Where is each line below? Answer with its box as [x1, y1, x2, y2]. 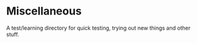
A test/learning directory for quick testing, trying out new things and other [6, 24, 191, 31]
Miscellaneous [6, 4, 82, 18]
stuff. [6, 30, 19, 38]
